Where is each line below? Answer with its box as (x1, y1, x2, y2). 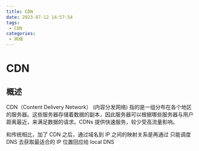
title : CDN (6, 8, 33, 15)
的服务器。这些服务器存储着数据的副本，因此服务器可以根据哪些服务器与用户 (6, 111, 194, 118)
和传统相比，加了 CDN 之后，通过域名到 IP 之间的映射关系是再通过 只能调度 (6, 131, 191, 138)
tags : (6, 20, 20, 25)
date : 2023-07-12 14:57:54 (6, 14, 73, 20)
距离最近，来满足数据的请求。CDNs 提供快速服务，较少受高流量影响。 (6, 118, 178, 125)
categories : (6, 31, 36, 37)
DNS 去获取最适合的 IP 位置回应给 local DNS (6, 139, 115, 145)
